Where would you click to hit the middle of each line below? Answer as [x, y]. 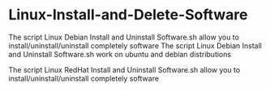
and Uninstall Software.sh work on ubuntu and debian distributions [120, 54]
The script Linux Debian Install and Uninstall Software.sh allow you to [124, 37]
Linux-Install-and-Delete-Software [128, 15]
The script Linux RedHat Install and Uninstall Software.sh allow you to [124, 69]
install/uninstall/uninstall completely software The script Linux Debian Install [135, 45]
